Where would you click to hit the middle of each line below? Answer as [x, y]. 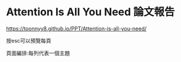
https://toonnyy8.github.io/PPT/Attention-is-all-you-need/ [76, 28]
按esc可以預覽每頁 [29, 40]
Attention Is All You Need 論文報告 [90, 12]
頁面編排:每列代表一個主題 [38, 53]
